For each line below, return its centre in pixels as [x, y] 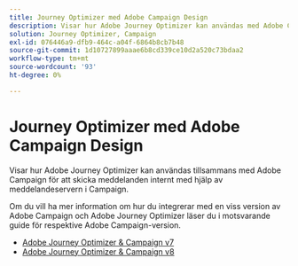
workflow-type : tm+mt [49, 59]
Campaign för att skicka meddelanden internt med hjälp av [116, 179]
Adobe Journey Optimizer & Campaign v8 [98, 251]
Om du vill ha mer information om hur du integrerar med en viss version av [145, 206]
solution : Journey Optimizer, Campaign [83, 34]
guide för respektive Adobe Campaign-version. [95, 225]
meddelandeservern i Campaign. [69, 189]
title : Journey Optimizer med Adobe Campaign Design [109, 17]
